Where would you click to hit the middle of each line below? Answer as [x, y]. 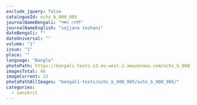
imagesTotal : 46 [26, 71]
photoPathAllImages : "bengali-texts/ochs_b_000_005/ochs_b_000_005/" [93, 82]
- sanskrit [25, 93]
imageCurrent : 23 [27, 76]
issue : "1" [19, 50]
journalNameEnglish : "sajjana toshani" [55, 28]
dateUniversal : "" [28, 38]
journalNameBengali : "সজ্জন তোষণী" [45, 22]
